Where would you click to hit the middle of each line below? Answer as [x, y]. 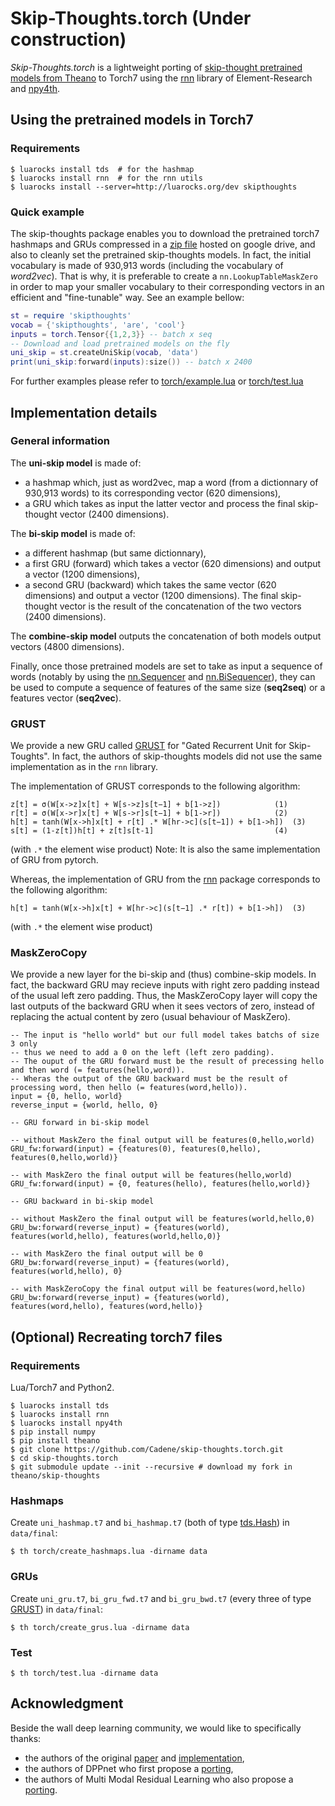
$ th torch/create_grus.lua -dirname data [100, 1627]
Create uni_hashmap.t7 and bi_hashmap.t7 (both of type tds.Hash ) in [150, 1523]
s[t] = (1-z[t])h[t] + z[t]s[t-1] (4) [149, 831]
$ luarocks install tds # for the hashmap [102, 169]
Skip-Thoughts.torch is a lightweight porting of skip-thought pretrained [156, 67]
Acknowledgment [67, 1703]
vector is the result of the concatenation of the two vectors [180, 606]
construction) [68, 39]
